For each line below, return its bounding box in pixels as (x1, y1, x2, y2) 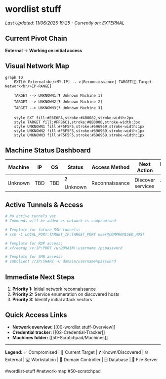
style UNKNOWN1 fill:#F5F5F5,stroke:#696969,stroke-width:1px (14, 124, 145, 129)
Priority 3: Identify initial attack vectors (12, 297, 92, 302)
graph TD (5, 75, 23, 80)
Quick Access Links (5, 311, 68, 319)
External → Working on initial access (5, 47, 83, 53)
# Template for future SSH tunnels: (5, 227, 81, 232)
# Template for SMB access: (5, 254, 63, 259)
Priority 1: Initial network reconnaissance (12, 286, 96, 292)
